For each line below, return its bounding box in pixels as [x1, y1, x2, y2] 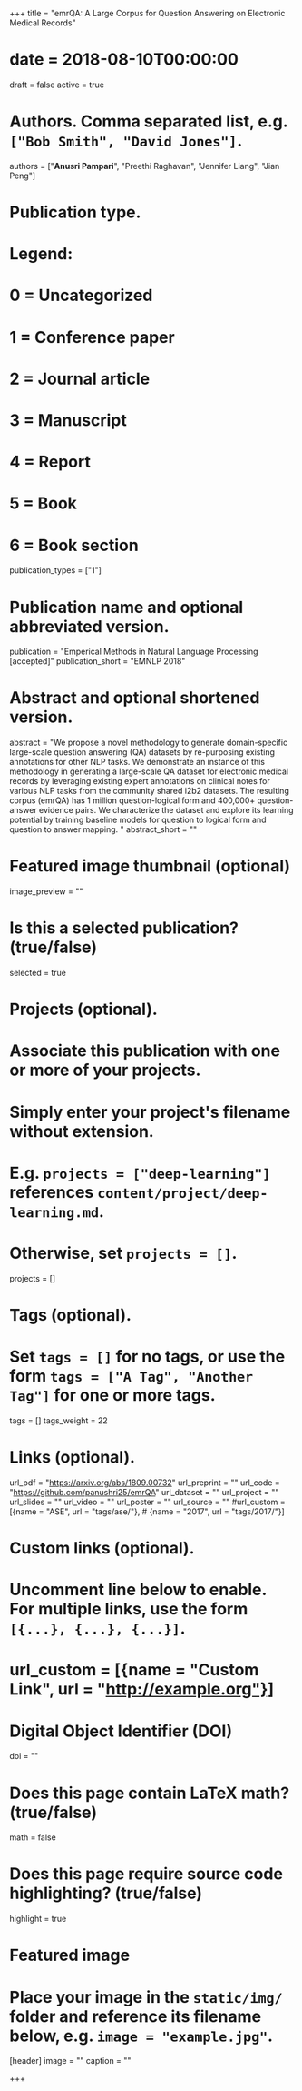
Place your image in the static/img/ [9, 1986, 283, 2007]
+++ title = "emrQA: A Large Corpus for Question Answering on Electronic [9, 8, 286, 18]
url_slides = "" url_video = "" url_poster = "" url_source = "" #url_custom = [9, 1496, 286, 1507]
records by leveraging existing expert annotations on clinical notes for [9, 776, 270, 787]
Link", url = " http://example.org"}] [9, 1679, 275, 1700]
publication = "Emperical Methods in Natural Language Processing [9, 646, 258, 658]
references [9, 1181, 94, 1202]
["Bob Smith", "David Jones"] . [9, 131, 243, 151]
